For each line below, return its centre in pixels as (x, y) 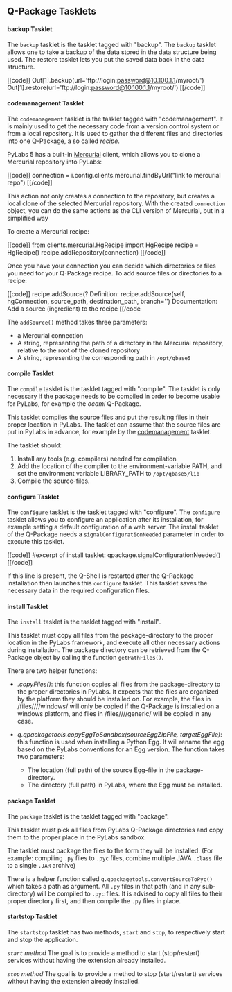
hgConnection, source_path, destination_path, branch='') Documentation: (113, 301)
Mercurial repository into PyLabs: (55, 162)
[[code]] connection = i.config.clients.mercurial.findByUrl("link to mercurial (114, 175)
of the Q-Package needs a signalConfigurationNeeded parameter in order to (115, 534)
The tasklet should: (35, 445)
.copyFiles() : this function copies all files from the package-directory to (119, 684)
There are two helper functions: (52, 671)
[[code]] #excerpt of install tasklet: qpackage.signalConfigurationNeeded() (114, 555)
